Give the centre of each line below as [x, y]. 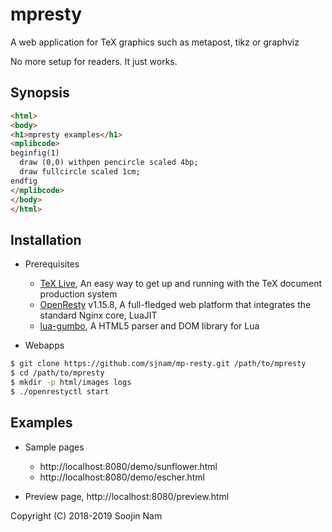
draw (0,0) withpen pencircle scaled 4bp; [109, 163]
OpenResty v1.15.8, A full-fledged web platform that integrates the [175, 305]
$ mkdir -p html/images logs [71, 382]
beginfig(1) [35, 153]
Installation [46, 239]
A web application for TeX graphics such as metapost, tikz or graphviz [155, 42]
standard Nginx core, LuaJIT [98, 315]
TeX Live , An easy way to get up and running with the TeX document [181, 284]
